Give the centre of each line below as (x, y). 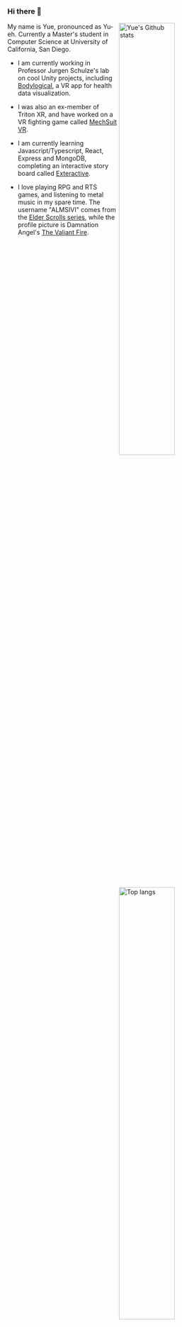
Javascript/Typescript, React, (61, 151)
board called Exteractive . (54, 174)
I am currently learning (51, 143)
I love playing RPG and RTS (57, 187)
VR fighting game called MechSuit (67, 122)
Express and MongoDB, (52, 158)
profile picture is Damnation (58, 225)
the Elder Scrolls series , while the (66, 217)
